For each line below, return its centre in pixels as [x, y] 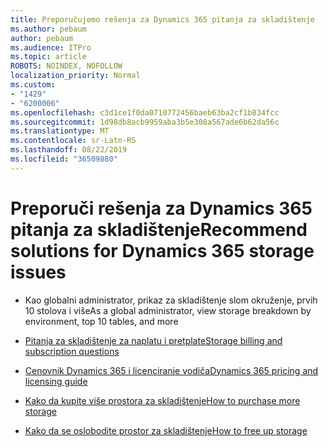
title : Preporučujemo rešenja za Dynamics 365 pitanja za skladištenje [162, 19]
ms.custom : [33, 85]
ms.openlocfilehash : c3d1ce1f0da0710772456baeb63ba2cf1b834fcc [145, 112]
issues [38, 272]
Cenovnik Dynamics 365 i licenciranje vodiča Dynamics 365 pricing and [171, 370]
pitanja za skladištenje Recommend [159, 229]
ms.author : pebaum [48, 29]
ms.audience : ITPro [51, 47]
